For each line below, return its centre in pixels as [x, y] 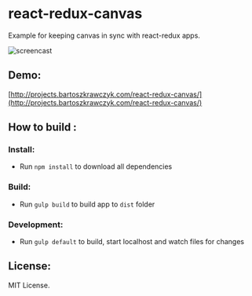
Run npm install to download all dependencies [96, 166]
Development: [36, 225]
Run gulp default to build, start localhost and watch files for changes [132, 242]
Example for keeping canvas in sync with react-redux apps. [104, 35]
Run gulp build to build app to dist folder [87, 204]
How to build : [42, 128]
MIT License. [29, 285]
